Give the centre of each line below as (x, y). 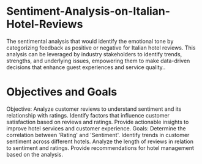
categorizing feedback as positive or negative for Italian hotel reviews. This (101, 48)
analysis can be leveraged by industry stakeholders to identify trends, (94, 54)
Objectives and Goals (62, 92)
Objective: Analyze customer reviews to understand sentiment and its (94, 109)
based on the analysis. (35, 154)
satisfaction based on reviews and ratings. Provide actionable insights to (98, 122)
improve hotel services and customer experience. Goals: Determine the (96, 128)
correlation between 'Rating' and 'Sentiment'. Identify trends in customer (98, 135)
